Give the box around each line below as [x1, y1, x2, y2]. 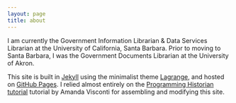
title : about [7, 17, 46, 24]
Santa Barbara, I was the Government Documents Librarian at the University [7, 51, 229, 60]
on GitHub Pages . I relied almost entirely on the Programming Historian [7, 80, 214, 88]
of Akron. [7, 59, 35, 67]
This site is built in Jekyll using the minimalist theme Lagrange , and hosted [7, 72, 225, 81]
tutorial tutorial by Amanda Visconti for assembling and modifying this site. [7, 87, 225, 96]
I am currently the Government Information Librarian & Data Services [7, 36, 208, 44]
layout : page [7, 10, 46, 18]
